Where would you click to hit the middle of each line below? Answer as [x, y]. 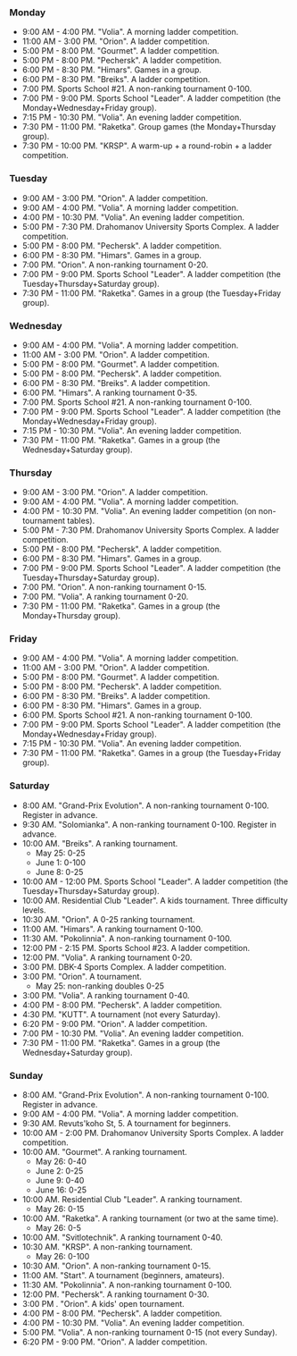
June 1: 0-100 [61, 862]
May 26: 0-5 [58, 1228]
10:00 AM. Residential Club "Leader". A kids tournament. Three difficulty [155, 900]
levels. [34, 910]
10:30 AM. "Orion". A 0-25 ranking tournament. [108, 919]
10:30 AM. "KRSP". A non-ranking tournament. [107, 1247]
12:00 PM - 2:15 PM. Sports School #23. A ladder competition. [136, 948]
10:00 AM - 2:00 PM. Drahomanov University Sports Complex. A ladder [153, 1133]
